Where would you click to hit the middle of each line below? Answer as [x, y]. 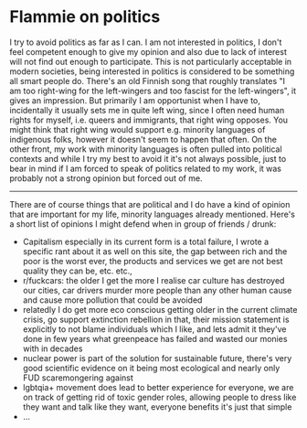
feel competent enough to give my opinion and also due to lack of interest [148, 51]
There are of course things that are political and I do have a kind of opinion [150, 204]
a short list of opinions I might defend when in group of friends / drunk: [143, 224]
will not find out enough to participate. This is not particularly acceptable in [151, 61]
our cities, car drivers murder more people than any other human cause [157, 290]
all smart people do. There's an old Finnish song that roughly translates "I [148, 80]
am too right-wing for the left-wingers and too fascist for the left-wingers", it [153, 91]
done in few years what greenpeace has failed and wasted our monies [155, 338]
